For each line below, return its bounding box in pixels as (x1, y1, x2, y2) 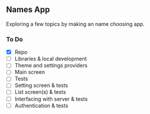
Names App (6, 5, 50, 15)
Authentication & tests (14, 102, 69, 109)
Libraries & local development (14, 56, 87, 63)
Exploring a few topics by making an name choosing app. (6, 20, 145, 27)
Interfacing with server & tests (14, 95, 88, 102)
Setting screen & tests (14, 82, 69, 89)
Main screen (14, 69, 45, 76)
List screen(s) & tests (14, 89, 66, 96)
